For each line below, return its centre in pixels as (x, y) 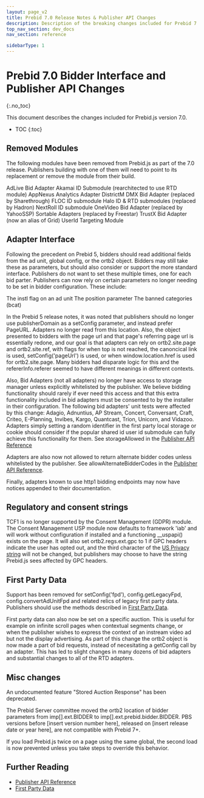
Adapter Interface (41, 239)
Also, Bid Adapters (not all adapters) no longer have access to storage (94, 380)
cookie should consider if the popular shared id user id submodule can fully (101, 432)
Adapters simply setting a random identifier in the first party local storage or (101, 426)
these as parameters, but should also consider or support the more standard (102, 267)
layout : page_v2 (27, 12)
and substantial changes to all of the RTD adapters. (70, 658)
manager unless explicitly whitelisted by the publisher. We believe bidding (99, 387)
